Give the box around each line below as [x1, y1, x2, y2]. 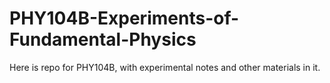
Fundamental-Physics [9, 28, 197, 51]
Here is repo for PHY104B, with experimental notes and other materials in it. [9, 61, 321, 73]
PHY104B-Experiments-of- [9, 7, 240, 30]
